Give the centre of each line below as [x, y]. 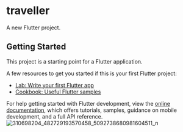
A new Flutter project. [34, 28]
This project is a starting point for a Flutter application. [74, 61]
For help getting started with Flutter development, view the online [88, 103]
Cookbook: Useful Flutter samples [58, 92]
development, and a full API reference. [55, 116]
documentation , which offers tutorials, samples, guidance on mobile [91, 110]
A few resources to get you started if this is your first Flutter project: [91, 73]
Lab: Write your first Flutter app [55, 85]
